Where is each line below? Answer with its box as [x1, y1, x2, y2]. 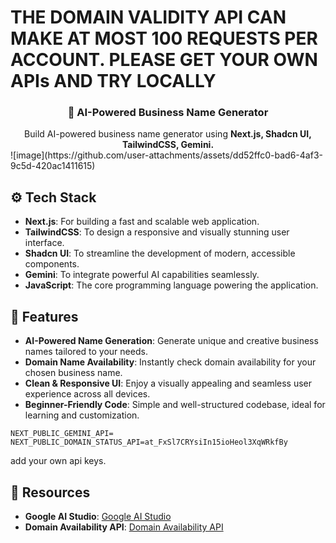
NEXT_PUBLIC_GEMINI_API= [10, 429, 114, 439]
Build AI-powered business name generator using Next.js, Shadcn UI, [24, 128, 312, 140]
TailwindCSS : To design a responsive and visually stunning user [24, 226, 290, 238]
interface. [24, 237, 65, 249]
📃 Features [10, 308, 79, 325]
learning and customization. [24, 409, 140, 421]
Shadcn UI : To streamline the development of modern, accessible [24, 247, 296, 260]
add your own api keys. [10, 455, 107, 467]
